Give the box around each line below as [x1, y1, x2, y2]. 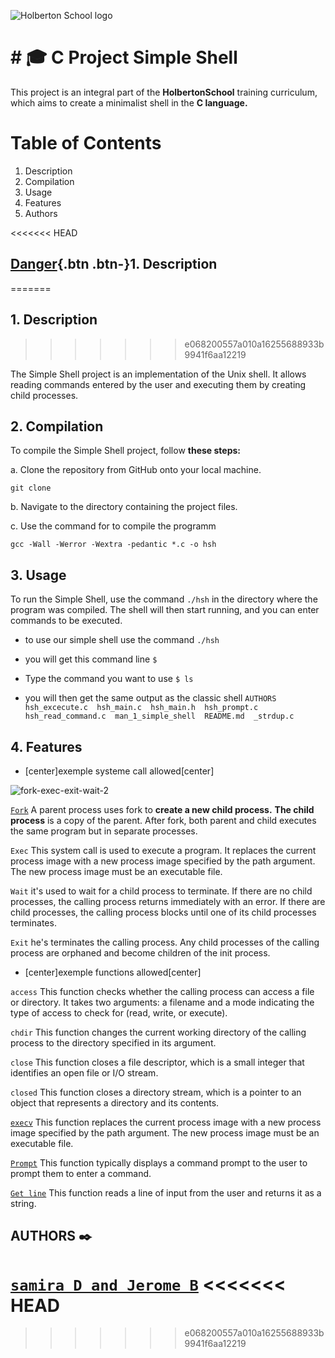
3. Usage [10, 566, 67, 584]
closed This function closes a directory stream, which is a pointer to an [10, 1086, 302, 1098]
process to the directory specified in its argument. [10, 1036, 217, 1049]
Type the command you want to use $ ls [24, 673, 194, 685]
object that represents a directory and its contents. [10, 1096, 220, 1109]
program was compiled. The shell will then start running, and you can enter [10, 604, 320, 616]
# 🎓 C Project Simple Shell [10, 46, 238, 69]
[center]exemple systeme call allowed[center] [24, 765, 215, 777]
